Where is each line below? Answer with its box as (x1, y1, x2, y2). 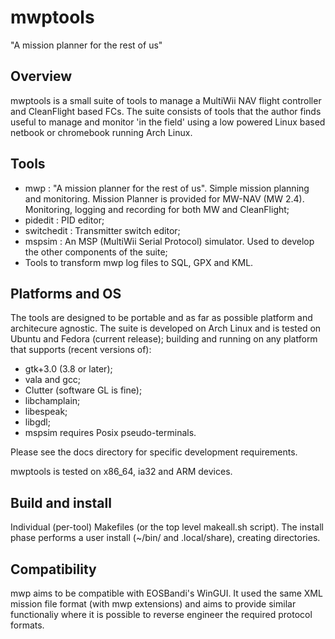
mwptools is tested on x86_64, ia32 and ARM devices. (10, 466, 233, 478)
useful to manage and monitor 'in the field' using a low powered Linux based (10, 116, 326, 128)
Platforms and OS (10, 285, 122, 302)
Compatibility (10, 561, 97, 578)
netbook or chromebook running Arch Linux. (10, 126, 193, 138)
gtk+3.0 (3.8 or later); (24, 363, 113, 375)
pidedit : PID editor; (24, 214, 105, 226)
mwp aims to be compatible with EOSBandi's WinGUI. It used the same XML (10, 587, 323, 599)
